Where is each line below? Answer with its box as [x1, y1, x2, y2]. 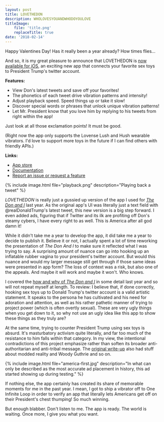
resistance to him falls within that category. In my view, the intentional [5, 335, 146, 341]
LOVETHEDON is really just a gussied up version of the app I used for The [5, 196, 155, 202]
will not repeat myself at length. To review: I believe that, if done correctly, [5, 284, 155, 290]
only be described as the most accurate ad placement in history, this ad [5, 365, 150, 372]
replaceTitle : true [14, 30, 54, 35]
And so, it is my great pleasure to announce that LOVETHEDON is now [5, 58, 147, 64]
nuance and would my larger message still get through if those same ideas [5, 259, 156, 264]
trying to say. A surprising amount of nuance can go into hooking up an [5, 248, 149, 254]
